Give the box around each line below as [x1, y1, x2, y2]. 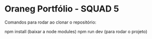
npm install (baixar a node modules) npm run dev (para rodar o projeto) [4, 28, 148, 34]
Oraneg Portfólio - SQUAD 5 [4, 3, 119, 14]
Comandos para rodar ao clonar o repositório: [4, 19, 96, 25]
